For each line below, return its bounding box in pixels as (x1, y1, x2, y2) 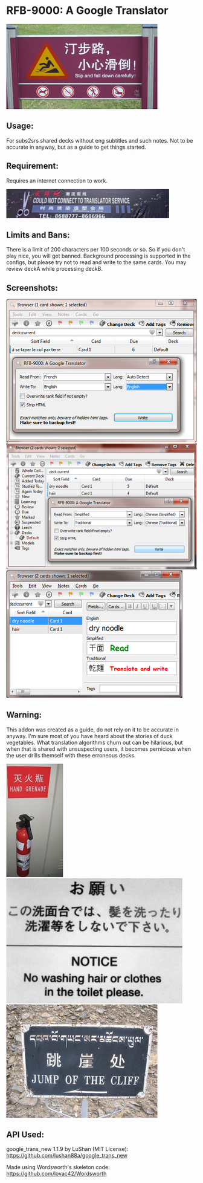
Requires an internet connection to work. (6, 177, 108, 184)
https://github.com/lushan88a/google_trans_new (6, 1152, 128, 1159)
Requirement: (6, 161, 59, 171)
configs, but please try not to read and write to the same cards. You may (6, 259, 187, 266)
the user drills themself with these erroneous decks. (6, 751, 136, 759)
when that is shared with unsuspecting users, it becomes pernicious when (6, 745, 192, 753)
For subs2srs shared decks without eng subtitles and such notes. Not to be (6, 137, 193, 144)
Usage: (6, 121, 34, 131)
